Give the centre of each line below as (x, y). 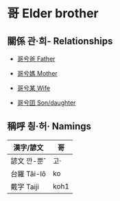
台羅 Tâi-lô (28, 173)
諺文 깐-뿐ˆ (28, 160)
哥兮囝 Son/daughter (46, 103)
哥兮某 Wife (33, 88)
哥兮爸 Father (36, 59)
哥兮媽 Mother (37, 73)
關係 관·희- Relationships (60, 41)
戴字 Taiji (25, 187)
